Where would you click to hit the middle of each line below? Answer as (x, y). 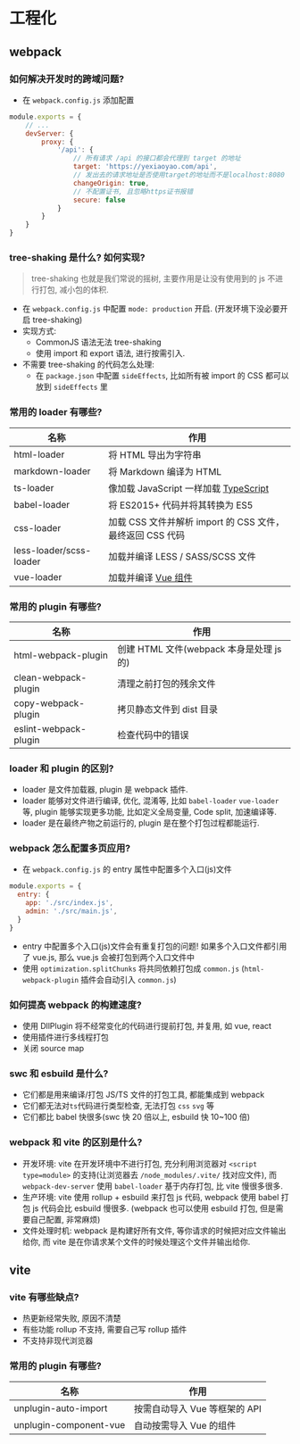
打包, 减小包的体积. (74, 290)
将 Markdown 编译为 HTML (165, 471)
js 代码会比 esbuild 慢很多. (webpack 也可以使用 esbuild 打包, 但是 (154, 1208)
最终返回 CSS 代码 (147, 535)
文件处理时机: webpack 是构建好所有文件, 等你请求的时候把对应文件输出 (154, 1230)
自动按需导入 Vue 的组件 (185, 1425)
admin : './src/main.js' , (71, 911)
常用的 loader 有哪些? (56, 412)
